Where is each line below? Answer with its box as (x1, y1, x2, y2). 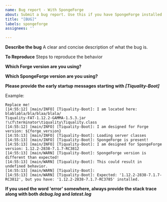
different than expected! (5, 155, 59, 160)
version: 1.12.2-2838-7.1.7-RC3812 (5, 146, 79, 151)
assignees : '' (5, 26, 35, 31)
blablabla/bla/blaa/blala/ (5, 111, 61, 116)
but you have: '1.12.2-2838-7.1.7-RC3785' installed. (25, 177, 140, 182)
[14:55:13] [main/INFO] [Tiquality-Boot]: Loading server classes (5, 133, 146, 138)
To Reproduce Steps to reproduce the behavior (5, 54, 103, 60)
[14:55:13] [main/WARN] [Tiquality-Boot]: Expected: (5, 172, 117, 178)
